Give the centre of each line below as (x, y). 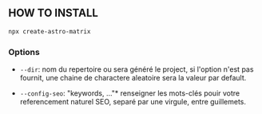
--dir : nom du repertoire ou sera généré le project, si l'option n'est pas (137, 69)
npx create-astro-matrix (50, 31)
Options (24, 52)
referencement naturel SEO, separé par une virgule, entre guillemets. (133, 101)
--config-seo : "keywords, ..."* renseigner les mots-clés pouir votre (130, 93)
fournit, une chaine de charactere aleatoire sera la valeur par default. (133, 77)
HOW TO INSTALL (53, 13)
